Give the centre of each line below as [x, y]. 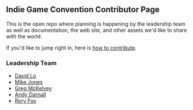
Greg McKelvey [33, 88]
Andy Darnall [30, 95]
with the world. [24, 36]
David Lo [25, 76]
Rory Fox [25, 101]
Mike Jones [28, 82]
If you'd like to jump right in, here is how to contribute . [71, 48]
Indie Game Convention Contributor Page [83, 10]
